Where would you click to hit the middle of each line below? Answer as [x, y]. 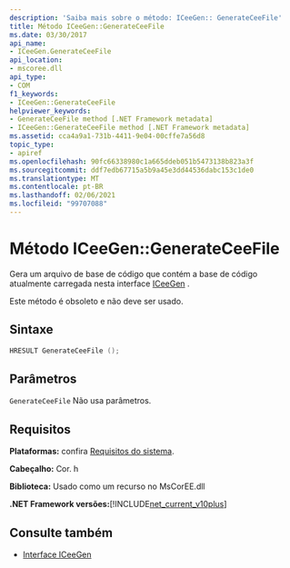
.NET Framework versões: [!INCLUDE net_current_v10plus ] [118, 504]
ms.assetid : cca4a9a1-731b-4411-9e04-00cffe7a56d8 [107, 136]
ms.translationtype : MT [55, 178]
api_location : [36, 60]
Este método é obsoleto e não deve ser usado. [96, 301]
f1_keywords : [34, 94]
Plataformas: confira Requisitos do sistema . [92, 452]
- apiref [26, 153]
